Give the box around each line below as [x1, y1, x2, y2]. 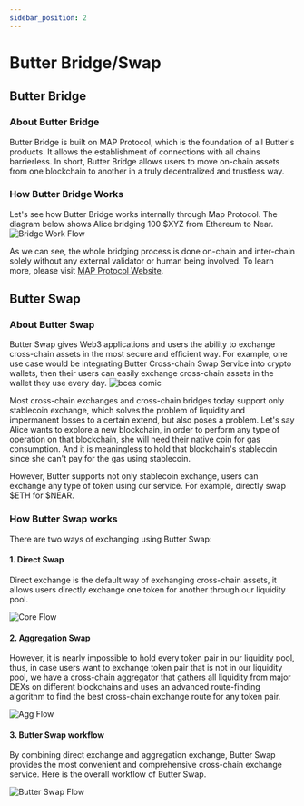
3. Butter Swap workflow [9, 729, 104, 741]
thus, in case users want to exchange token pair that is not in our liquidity [9, 662, 283, 673]
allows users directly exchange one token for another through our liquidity [9, 583, 286, 595]
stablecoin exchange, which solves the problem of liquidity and [9, 405, 246, 416]
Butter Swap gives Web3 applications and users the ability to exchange [9, 339, 276, 350]
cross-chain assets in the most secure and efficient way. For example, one [9, 349, 288, 360]
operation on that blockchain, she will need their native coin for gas [9, 433, 261, 445]
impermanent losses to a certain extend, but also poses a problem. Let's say [9, 414, 295, 425]
